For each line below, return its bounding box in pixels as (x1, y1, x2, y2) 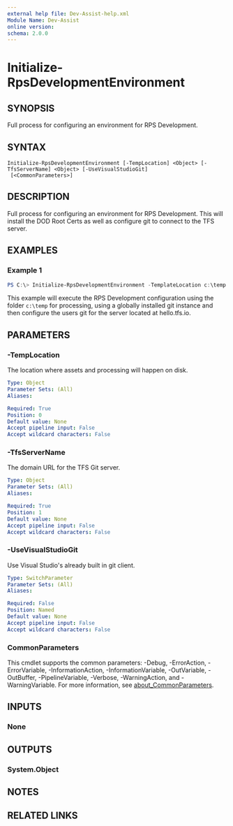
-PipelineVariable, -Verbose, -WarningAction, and (38, 674, 180, 682)
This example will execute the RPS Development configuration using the (7, 294, 214, 303)
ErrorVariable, (7, 666, 47, 674)
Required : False (7, 600, 54, 607)
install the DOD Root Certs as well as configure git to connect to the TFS (7, 217, 215, 225)
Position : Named (7, 607, 54, 614)
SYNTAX (7, 141, 47, 153)
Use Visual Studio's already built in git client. (7, 560, 135, 570)
